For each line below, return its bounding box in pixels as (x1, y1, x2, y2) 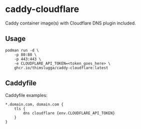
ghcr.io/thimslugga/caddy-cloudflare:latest (14, 65, 108, 70)
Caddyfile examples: (5, 92, 47, 98)
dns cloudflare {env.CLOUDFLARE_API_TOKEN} (23, 110, 115, 115)
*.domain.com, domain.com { (5, 101, 64, 107)
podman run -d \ (5, 47, 39, 53)
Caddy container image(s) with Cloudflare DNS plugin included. (5, 20, 136, 26)
